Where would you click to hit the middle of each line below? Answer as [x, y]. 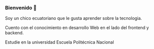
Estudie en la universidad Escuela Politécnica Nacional [60, 42]
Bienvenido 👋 [21, 8]
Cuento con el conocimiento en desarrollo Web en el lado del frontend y [77, 28]
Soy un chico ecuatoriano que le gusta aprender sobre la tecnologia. [74, 18]
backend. [14, 33]
